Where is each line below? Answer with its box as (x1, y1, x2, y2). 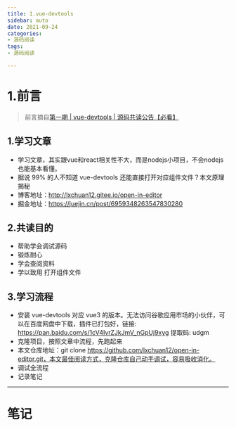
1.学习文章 (7, 135, 52, 148)
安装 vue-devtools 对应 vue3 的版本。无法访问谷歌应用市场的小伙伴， (17, 311, 219, 319)
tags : (7, 43, 23, 50)
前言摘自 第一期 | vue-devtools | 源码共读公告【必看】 (24, 113, 179, 121)
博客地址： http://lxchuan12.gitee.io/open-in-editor (17, 191, 163, 199)
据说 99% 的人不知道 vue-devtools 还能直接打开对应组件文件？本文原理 (17, 173, 225, 181)
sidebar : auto (7, 17, 49, 24)
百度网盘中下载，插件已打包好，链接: (29, 319, 137, 328)
